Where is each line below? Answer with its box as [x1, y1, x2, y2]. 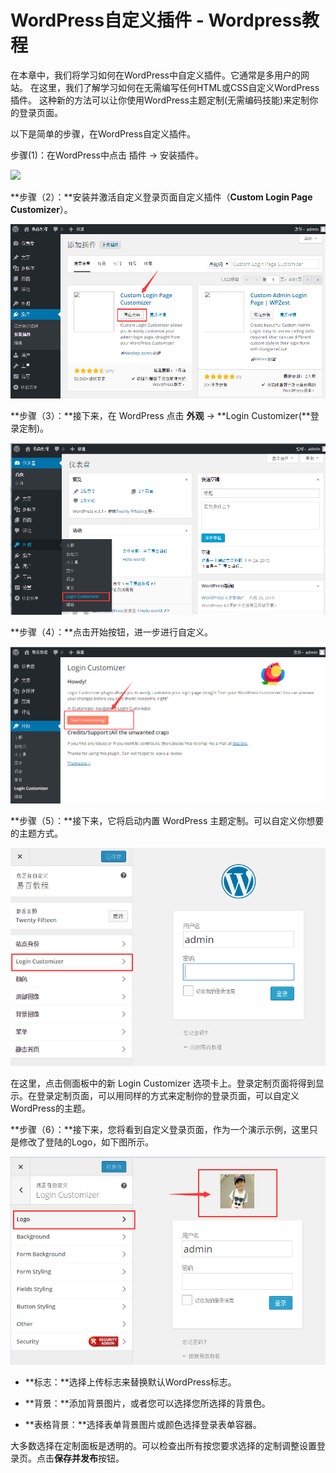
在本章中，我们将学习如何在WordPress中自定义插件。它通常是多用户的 [10, 69, 302, 81]
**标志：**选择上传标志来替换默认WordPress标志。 [24, 1376, 237, 1388]
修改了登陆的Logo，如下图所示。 [18, 1136, 155, 1148]
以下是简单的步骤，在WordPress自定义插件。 [10, 127, 197, 140]
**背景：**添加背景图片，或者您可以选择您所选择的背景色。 [24, 1397, 271, 1409]
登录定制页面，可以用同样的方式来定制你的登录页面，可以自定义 [36, 1089, 300, 1101]
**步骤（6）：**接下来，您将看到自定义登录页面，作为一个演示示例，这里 [10, 1123, 310, 1135]
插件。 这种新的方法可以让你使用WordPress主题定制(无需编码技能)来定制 [10, 94, 310, 106]
